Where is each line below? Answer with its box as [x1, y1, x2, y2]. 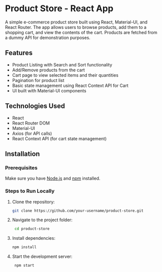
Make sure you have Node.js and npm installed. [5, 175, 101, 181]
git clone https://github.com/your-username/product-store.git [12, 208, 144, 213]
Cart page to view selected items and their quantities [12, 72, 119, 78]
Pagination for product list [12, 77, 64, 83]
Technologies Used [5, 102, 65, 110]
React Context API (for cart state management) [12, 135, 107, 142]
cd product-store [14, 227, 50, 231]
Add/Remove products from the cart [12, 67, 85, 73]
